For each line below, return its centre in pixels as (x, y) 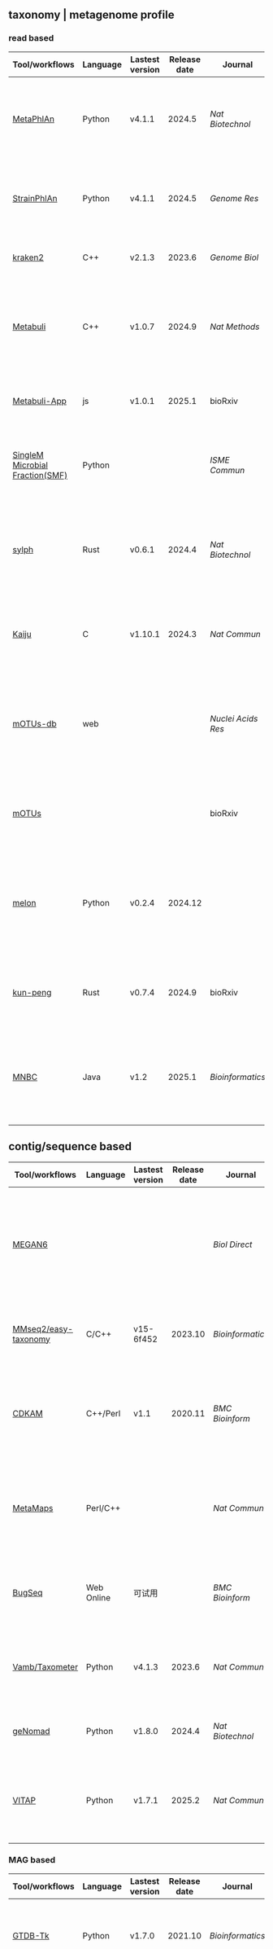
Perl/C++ (103, 1508)
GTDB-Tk (31, 1935)
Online (98, 1597)
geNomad (31, 1731)
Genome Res (234, 198)
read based (31, 38)
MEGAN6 (30, 1244)
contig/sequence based (70, 1146)
